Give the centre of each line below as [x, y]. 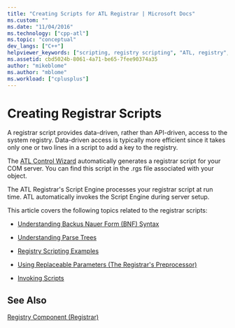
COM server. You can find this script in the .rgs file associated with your [111, 169]
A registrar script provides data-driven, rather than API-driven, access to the [117, 133]
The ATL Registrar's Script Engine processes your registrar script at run [110, 190]
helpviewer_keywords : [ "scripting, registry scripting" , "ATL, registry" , [119, 53]
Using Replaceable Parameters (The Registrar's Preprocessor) [107, 265]
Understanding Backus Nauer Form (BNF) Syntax [88, 224]
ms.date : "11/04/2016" [40, 27]
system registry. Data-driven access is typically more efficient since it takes [116, 140]
